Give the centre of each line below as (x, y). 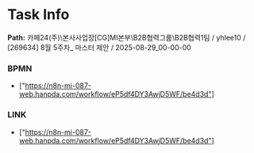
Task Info (38, 15)
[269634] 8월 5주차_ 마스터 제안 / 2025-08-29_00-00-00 (99, 47)
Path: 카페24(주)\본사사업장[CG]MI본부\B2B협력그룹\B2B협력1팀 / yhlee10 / (127, 37)
